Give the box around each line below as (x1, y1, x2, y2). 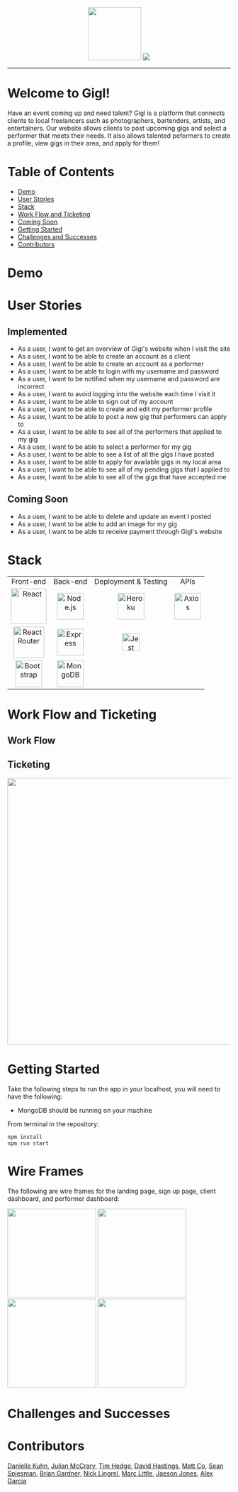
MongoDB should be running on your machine (17, 1106, 152, 1114)
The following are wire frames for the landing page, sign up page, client (7, 1187, 216, 1195)
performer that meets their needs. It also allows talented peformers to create (7, 131, 231, 140)
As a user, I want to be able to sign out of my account (17, 398, 174, 406)
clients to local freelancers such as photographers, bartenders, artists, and (7, 116, 225, 124)
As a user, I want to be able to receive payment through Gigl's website (17, 527, 222, 535)
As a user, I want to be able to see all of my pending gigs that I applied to (17, 465, 230, 474)
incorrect (17, 382, 45, 391)
